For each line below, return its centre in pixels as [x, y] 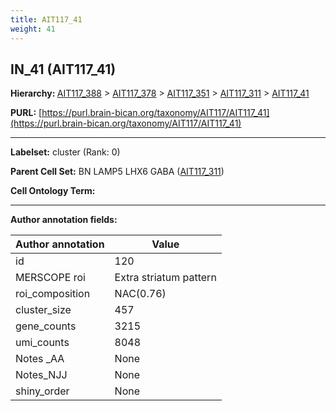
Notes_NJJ [41, 375]
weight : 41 [33, 29]
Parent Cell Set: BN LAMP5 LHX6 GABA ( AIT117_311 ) [117, 172]
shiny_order [42, 391]
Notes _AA [40, 359]
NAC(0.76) [140, 294]
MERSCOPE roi [50, 278]
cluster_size [43, 310]
